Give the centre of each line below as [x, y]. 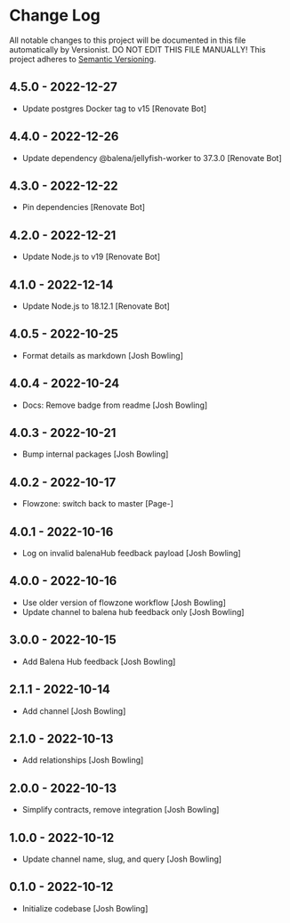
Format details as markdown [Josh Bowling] [103, 355]
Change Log [55, 16]
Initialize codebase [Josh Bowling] [85, 908]
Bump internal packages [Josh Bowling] [95, 454]
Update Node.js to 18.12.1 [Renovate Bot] [96, 306]
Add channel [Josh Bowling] [74, 711]
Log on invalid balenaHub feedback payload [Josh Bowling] [132, 554]
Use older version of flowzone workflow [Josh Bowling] [124, 603]
